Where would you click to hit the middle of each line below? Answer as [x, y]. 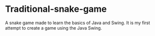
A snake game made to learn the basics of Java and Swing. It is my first [77, 23]
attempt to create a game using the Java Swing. [54, 28]
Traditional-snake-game [56, 9]
